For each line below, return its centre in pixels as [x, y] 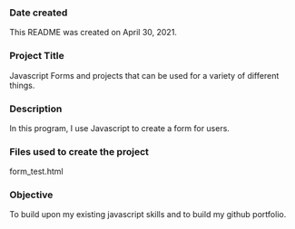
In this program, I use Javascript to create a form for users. [119, 128]
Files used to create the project [79, 151]
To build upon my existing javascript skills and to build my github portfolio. [148, 215]
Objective [31, 195]
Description [36, 109]
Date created [39, 13]
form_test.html [36, 172]
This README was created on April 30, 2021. [93, 33]
